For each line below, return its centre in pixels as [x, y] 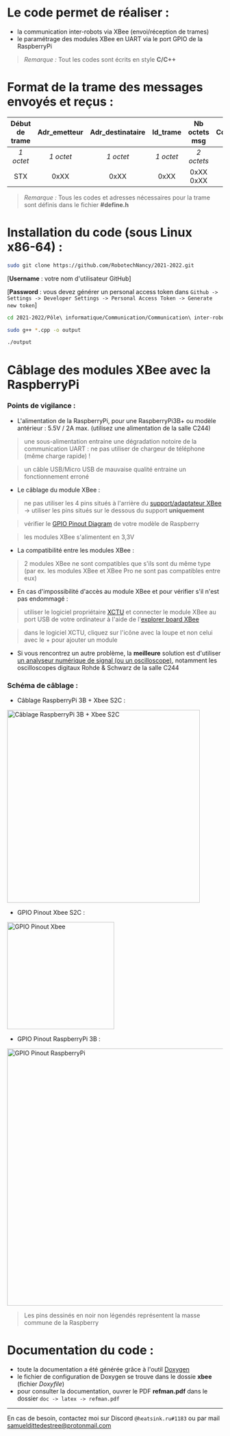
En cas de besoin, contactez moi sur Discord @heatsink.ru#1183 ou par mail [114, 1418]
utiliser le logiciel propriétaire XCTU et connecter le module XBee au [120, 612]
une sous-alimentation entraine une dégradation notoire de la [110, 441]
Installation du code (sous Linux [100, 233]
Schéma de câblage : [43, 685]
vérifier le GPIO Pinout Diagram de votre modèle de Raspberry [112, 523]
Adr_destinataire [118, 132]
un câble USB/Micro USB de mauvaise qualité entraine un [105, 469]
